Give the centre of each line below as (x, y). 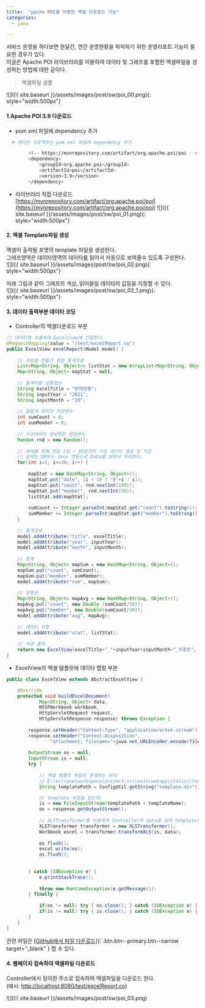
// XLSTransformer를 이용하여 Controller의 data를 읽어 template (118, 821)
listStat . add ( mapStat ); (58, 497)
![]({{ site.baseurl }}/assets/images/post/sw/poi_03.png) (77, 998)
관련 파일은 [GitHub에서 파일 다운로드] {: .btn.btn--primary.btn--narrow (92, 941)
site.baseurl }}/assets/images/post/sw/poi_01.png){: (80, 214)
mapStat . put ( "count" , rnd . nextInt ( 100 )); (82, 485)
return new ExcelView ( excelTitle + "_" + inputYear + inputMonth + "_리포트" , (107, 650)
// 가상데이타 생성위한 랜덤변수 (51, 434)
